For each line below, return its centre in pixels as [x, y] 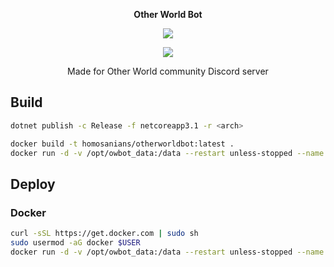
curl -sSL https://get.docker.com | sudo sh [104, 234]
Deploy [33, 184]
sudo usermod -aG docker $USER [75, 243]
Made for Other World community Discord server [168, 71]
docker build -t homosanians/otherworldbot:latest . [122, 144]
